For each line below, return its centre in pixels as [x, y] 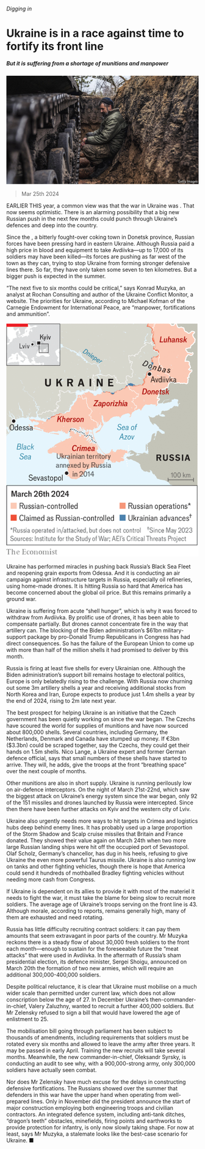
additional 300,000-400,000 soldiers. [54, 975]
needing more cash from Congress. [51, 879]
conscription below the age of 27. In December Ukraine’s [77, 1000]
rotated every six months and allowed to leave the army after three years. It [101, 1044]
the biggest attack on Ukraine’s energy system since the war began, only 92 [102, 796]
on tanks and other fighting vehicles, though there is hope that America [96, 866]
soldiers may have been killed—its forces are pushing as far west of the [96, 256]
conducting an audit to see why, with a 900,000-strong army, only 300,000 [101, 1063]
